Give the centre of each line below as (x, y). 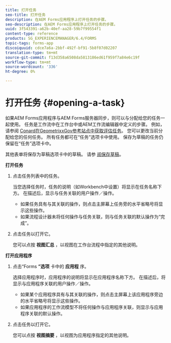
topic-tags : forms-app (29, 43)
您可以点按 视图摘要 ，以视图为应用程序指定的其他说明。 (72, 335)
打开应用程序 (19, 255)
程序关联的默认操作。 (42, 313)
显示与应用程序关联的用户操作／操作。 (53, 283)
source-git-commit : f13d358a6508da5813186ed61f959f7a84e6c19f (73, 57)
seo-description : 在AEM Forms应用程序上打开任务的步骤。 (62, 24)
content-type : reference (32, 34)
